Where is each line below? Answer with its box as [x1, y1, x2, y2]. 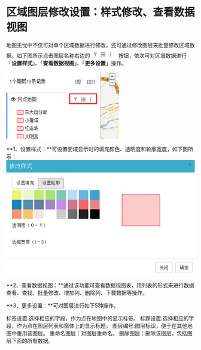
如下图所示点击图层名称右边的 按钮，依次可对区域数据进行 [16, 52, 187, 59]
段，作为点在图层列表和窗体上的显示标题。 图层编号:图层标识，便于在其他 [6, 322, 187, 330]
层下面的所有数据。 [6, 337, 54, 345]
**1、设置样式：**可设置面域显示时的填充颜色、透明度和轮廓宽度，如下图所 [6, 145, 193, 152]
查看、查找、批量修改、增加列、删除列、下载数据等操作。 [6, 289, 148, 297]
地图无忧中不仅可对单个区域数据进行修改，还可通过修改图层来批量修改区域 [6, 41, 190, 49]
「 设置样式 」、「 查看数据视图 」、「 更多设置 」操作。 [6, 59, 127, 67]
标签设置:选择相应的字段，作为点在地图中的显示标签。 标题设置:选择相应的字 [6, 315, 194, 322]
